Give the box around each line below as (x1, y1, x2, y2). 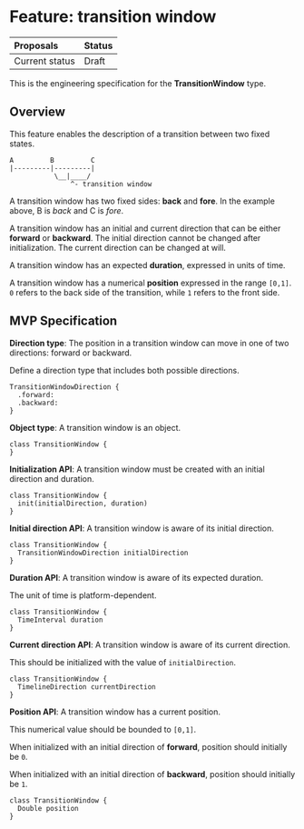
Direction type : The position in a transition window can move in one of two (9, 337, 289, 348)
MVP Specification (9, 314, 118, 329)
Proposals (14, 39, 59, 52)
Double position (17, 804, 79, 813)
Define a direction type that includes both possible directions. (9, 365, 240, 375)
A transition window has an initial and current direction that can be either (9, 223, 281, 234)
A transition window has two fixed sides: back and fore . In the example (9, 195, 275, 206)
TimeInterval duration (17, 615, 103, 624)
